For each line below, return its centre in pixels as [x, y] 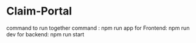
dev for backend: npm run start [45, 34]
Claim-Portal [39, 11]
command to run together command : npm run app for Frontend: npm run [98, 28]
